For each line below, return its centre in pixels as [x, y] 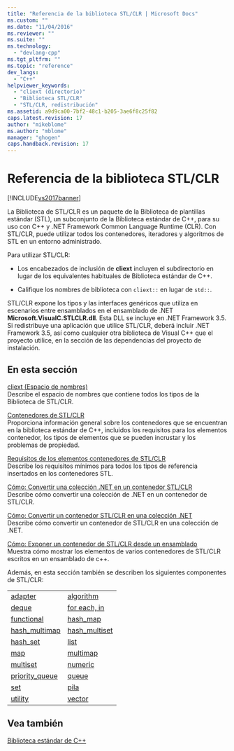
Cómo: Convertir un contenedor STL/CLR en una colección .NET [100, 515]
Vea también [35, 723]
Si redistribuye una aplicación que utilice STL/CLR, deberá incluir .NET [108, 326]
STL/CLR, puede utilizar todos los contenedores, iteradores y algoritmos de [116, 234]
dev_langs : [23, 72]
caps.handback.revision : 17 [48, 144]
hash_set [25, 642]
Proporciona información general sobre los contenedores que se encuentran [117, 422]
